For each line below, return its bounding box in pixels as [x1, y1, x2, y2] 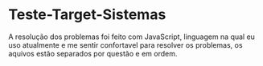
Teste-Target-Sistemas [8, 6, 166, 24]
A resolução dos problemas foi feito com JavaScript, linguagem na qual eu [8, 32, 256, 41]
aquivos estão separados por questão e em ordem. [8, 49, 178, 58]
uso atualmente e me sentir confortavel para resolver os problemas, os [8, 40, 243, 49]
